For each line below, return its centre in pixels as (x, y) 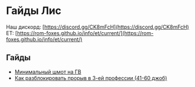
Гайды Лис (34, 11)
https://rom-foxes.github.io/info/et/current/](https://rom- (85, 33)
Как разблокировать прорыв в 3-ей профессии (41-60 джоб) (91, 78)
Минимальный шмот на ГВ (48, 72)
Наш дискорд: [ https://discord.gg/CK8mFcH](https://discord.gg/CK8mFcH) (97, 27)
